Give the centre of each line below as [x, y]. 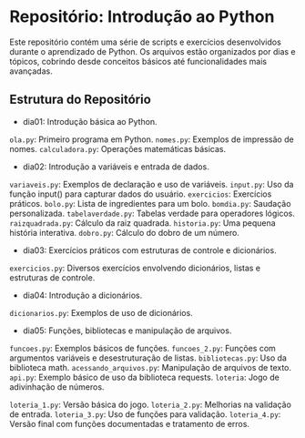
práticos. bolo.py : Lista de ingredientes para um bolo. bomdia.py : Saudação [150, 203]
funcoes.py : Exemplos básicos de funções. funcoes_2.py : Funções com [142, 348]
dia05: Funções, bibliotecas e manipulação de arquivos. [127, 331]
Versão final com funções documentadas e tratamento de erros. [130, 423]
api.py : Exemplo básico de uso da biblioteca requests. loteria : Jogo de [144, 377]
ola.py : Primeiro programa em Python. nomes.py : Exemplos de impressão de [152, 139]
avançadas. [31, 71]
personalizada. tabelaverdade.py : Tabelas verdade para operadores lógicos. [152, 213]
